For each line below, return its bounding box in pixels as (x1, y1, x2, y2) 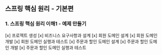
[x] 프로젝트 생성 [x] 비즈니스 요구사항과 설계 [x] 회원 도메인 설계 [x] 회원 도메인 (5, 32, 158, 38)
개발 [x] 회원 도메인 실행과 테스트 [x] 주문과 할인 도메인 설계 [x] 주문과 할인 (5, 38, 148, 44)
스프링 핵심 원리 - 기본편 (5, 4, 74, 13)
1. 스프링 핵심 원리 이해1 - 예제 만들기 (5, 20, 87, 27)
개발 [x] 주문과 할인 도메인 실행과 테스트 (10, 44, 87, 50)
